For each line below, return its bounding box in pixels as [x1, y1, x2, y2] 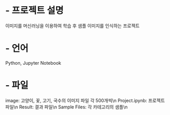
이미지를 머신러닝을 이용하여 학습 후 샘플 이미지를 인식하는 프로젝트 [5, 23, 140, 29]
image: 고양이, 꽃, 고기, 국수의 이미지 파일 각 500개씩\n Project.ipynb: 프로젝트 [5, 97, 165, 103]
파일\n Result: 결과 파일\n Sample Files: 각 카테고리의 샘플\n [5, 104, 128, 110]
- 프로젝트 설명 [5, 5, 64, 16]
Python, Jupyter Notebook [5, 60, 62, 66]
